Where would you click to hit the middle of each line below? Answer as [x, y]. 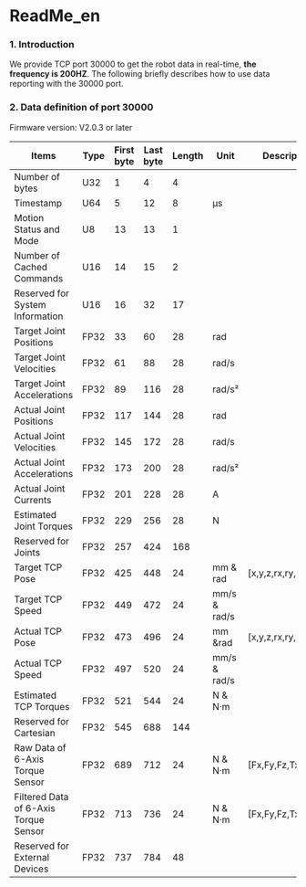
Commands [39, 278]
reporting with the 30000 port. [67, 84]
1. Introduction [42, 45]
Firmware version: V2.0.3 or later [71, 127]
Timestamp [38, 203]
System [31, 304]
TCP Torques [42, 706]
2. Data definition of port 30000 [82, 108]
